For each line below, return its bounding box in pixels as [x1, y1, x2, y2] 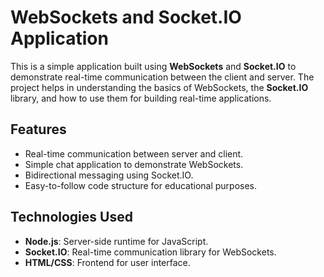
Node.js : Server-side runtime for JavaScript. [24, 235, 209, 247]
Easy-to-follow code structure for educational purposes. [24, 179, 258, 191]
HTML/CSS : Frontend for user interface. [24, 256, 191, 268]
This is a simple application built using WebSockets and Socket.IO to [10, 60, 297, 72]
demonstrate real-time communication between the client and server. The [10, 71, 315, 83]
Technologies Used [10, 209, 133, 226]
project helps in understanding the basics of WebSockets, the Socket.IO [10, 81, 309, 93]
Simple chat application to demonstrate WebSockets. [24, 158, 244, 170]
